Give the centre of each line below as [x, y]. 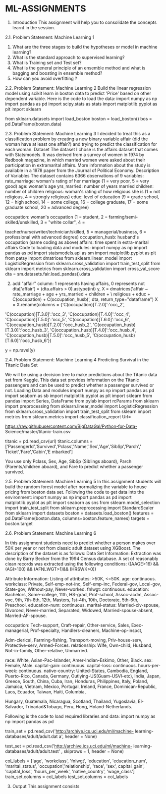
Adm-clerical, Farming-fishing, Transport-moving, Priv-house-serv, [74, 640]
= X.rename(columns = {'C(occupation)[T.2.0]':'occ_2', [68, 304]
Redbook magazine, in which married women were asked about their [75, 160]
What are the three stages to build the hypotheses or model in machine [85, 47]
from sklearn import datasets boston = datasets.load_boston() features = [80, 513]
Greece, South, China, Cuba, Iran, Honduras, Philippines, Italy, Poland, [77, 681]
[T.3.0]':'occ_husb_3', [27, 330]
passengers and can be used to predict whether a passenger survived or [80, 385]
